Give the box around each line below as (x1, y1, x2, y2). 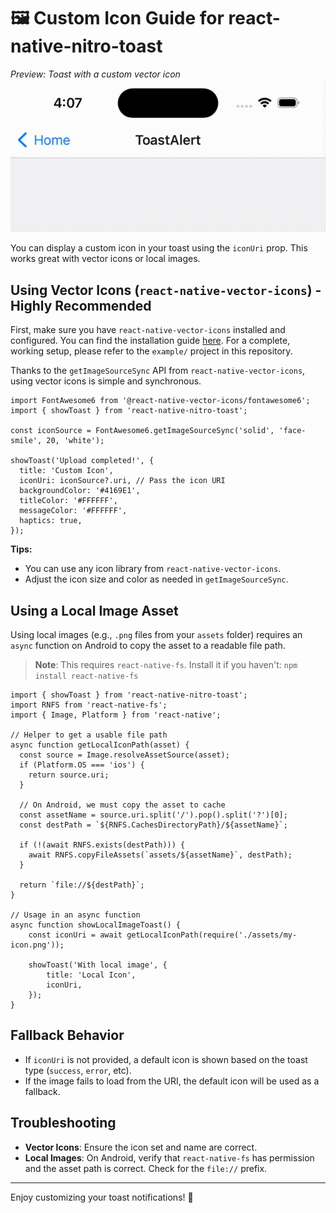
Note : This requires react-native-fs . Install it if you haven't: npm (34, 659, 298, 670)
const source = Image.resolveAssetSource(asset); (19, 750, 230, 760)
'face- (278, 426, 307, 436)
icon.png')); (10, 940, 65, 950)
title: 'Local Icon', (46, 970, 137, 980)
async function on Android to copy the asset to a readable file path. (10, 640, 286, 651)
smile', (10, 436, 43, 446)
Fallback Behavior (10, 1027, 125, 1044)
